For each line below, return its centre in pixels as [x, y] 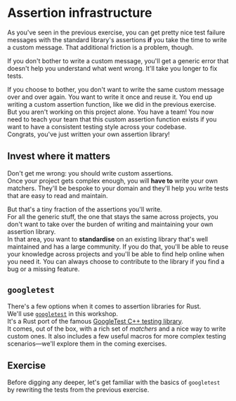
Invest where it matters [59, 156]
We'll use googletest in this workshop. [63, 313]
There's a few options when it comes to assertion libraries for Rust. [104, 306]
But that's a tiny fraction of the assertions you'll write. [85, 209]
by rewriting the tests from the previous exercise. [78, 390]
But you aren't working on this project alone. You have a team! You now [111, 112]
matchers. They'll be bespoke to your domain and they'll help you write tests [118, 188]
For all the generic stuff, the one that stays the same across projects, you [113, 216]
